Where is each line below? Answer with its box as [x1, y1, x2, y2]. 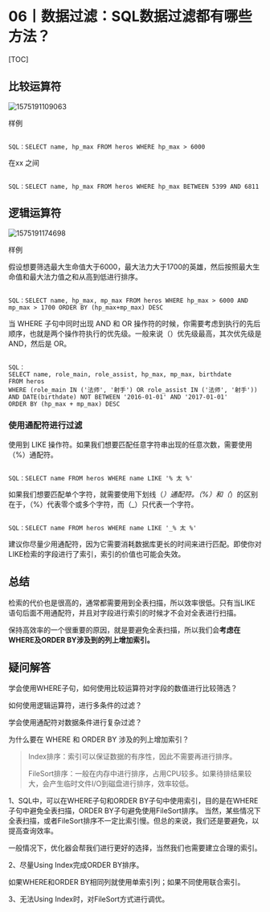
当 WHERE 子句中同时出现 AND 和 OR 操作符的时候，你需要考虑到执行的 [8, 318, 247, 328]
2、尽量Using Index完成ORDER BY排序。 [8, 861, 144, 870]
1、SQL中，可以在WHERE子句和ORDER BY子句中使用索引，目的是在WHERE [8, 796, 259, 806]
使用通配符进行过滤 [8, 419, 83, 431]
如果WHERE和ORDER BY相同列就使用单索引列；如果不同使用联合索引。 [8, 877, 245, 887]
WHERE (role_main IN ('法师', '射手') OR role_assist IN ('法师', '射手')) [8, 386, 259, 394]
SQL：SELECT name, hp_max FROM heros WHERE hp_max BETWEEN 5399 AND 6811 [8, 182, 260, 190]
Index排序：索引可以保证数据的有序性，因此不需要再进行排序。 [27, 752, 237, 762]
